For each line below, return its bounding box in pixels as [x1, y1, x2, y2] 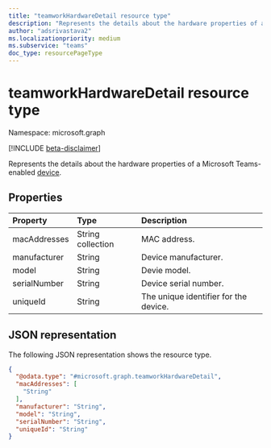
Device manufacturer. [140, 251, 223, 263]
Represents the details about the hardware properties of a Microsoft [8, 159, 234, 168]
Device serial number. [140, 277, 224, 288]
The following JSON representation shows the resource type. [8, 350, 212, 359]
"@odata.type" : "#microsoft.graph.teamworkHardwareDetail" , [15, 372, 222, 381]
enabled [8, 167, 35, 177]
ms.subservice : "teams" [8, 42, 89, 50]
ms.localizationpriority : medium [8, 34, 121, 43]
